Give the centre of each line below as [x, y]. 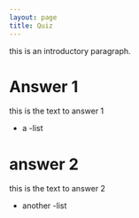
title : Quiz [31, 26]
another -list [44, 206]
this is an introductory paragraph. [70, 51]
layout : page [33, 17]
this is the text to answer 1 [57, 111]
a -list [32, 128]
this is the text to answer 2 [58, 189]
